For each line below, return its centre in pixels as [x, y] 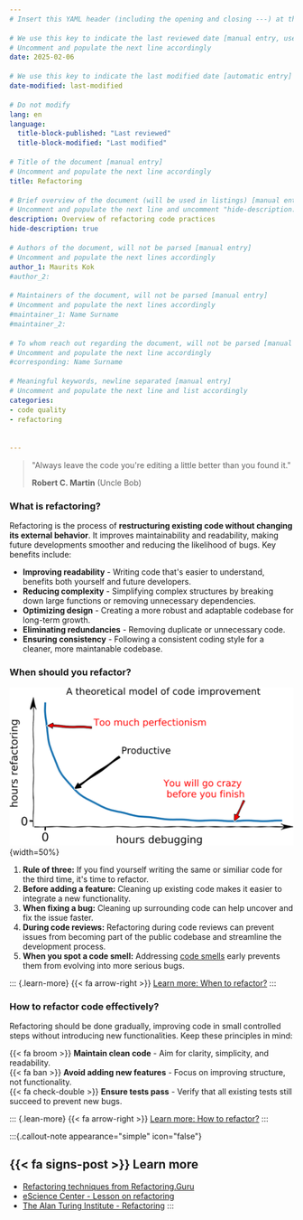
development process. [64, 946]
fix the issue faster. [58, 917]
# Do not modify [40, 105]
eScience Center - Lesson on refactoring [98, 1196]
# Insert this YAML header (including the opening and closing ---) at [147, 19]
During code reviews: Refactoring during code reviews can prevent [148, 927]
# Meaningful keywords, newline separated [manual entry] [120, 381]
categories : [32, 400]
